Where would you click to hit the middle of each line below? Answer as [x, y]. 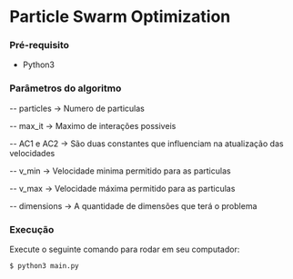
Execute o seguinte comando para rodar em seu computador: [125, 249]
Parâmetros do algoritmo [66, 88]
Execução [32, 229]
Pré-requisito [40, 45]
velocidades [32, 153]
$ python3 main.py [44, 266]
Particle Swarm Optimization [120, 17]
